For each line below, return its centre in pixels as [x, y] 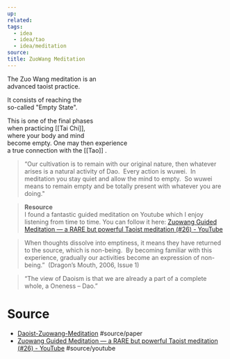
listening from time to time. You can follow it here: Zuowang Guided [121, 222]
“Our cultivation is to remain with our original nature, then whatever [120, 164]
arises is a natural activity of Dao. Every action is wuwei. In [110, 171]
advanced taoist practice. [44, 86]
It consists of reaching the [44, 100]
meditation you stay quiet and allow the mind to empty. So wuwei [118, 178]
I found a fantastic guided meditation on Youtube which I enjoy [114, 214]
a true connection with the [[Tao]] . [57, 150]
